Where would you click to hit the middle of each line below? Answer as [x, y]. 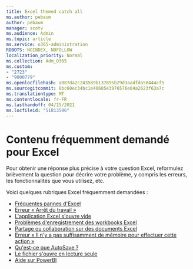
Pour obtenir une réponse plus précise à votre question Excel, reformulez [95, 168]
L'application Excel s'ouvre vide [53, 216]
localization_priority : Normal [44, 55]
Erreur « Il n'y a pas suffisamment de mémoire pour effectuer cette [96, 235]
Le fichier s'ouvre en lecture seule [56, 254]
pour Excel [33, 152]
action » [24, 241]
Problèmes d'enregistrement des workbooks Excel [76, 222]
